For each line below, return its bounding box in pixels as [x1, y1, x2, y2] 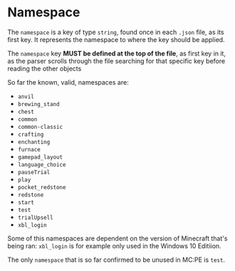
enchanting [17, 138, 51, 146]
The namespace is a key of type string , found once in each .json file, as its [7, 28, 224, 36]
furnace [17, 146, 41, 153]
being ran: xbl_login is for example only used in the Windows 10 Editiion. [7, 241, 222, 250]
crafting [17, 131, 44, 138]
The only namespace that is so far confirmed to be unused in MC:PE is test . [7, 255, 226, 264]
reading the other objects [7, 64, 82, 73]
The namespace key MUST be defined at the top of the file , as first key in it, [7, 49, 226, 58]
